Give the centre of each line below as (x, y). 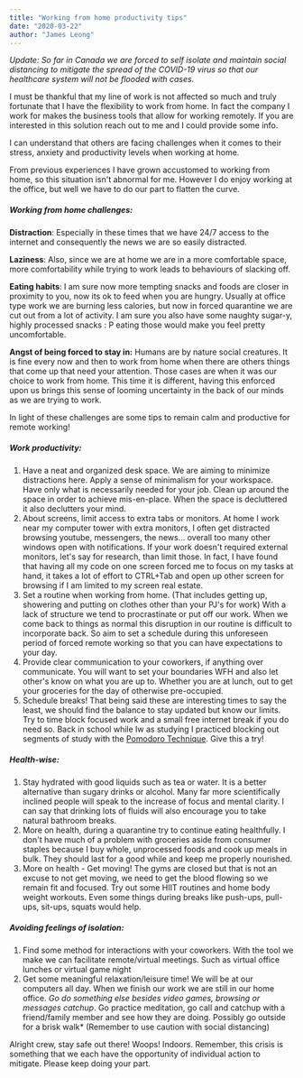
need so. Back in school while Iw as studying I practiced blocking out (151, 729)
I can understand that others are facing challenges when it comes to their (146, 143)
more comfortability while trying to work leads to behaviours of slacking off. (150, 269)
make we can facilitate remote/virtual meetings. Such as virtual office (151, 960)
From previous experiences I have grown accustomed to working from (140, 170)
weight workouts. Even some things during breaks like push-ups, (143, 898)
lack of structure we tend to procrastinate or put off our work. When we (155, 614)
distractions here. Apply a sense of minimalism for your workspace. (147, 480)
